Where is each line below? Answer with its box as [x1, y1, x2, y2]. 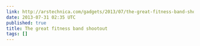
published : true [6, 20, 46, 26]
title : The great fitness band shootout [6, 25, 108, 32]
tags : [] [6, 31, 28, 37]
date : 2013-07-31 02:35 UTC [6, 14, 76, 20]
